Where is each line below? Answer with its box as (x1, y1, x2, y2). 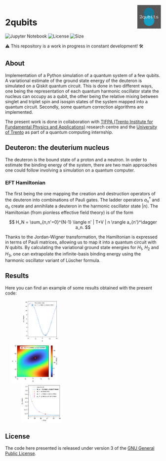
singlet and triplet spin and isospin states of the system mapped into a (5, 98, 148, 104)
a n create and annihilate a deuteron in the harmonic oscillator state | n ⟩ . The (5, 203, 158, 210)
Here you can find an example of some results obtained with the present (5, 285, 152, 291)
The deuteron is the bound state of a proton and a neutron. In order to (5, 157, 147, 163)
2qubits (5, 17, 38, 28)
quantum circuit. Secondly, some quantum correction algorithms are (5, 104, 144, 110)
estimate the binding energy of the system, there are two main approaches (5, 162, 157, 168)
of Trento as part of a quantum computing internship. (5, 129, 114, 135)
